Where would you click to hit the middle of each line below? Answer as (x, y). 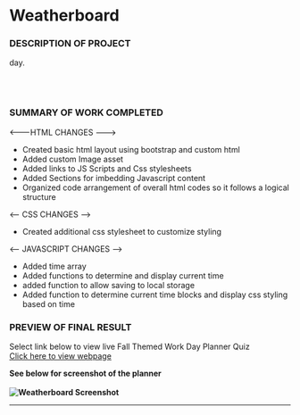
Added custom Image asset (72, 159)
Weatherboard (64, 16)
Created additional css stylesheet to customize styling (121, 231)
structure (39, 196)
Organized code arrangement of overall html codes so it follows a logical (156, 187)
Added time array (54, 266)
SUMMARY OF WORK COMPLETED (86, 112)
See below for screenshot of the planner (86, 373)
